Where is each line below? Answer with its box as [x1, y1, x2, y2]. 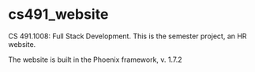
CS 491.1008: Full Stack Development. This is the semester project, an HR [8, 31, 247, 41]
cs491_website [8, 5, 109, 23]
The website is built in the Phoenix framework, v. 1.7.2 [8, 55, 183, 64]
